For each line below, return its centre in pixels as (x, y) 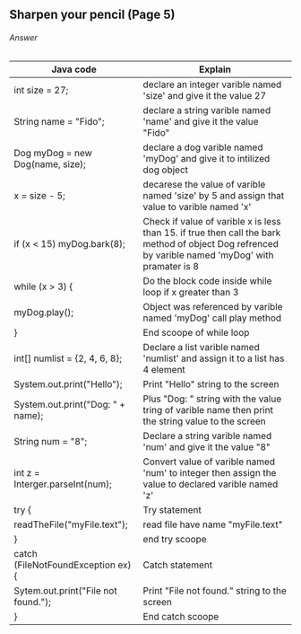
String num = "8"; (51, 441)
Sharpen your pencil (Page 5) (92, 15)
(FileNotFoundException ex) (73, 565)
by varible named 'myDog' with (208, 255)
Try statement (172, 509)
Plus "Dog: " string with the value (212, 399)
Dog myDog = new (53, 153)
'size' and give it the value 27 (205, 95)
